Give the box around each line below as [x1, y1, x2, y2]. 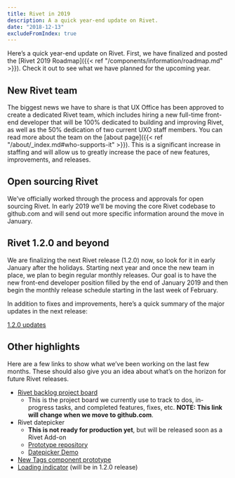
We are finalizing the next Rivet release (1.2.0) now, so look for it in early [7, 256, 216, 264]
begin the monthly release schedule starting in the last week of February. [7, 285, 219, 294]
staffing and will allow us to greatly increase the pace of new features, [7, 148, 210, 157]
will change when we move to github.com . [27, 411, 154, 419]
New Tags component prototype [17, 455, 112, 464]
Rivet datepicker [17, 418, 65, 426]
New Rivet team [7, 84, 78, 96]
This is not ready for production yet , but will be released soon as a [27, 425, 223, 434]
